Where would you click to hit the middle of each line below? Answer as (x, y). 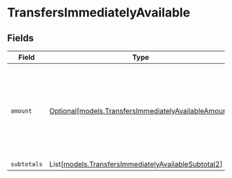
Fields (21, 38)
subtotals (27, 164)
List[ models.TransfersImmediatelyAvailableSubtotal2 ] (136, 164)
